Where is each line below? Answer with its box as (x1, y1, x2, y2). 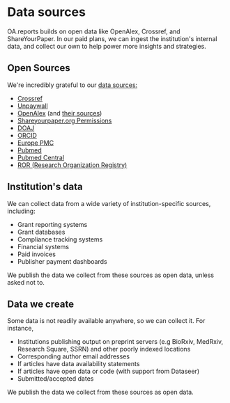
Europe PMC (17, 139, 54, 147)
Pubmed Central (17, 153, 65, 161)
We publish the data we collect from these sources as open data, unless (7, 271, 215, 279)
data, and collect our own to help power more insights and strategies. (7, 42, 207, 50)
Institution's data (7, 181, 83, 193)
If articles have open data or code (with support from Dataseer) (17, 367, 200, 376)
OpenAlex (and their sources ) (17, 109, 102, 117)
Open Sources (7, 62, 71, 74)
